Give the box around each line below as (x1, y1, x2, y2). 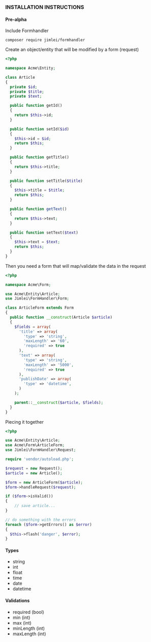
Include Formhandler (5, 28, 49, 34)
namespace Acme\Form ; (5, 282, 51, 287)
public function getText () (10, 207, 67, 212)
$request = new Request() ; (5, 466, 63, 471)
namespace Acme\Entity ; (5, 65, 56, 71)
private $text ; (10, 94, 42, 99)
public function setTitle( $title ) (10, 178, 83, 184)
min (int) (12, 614, 31, 621)
